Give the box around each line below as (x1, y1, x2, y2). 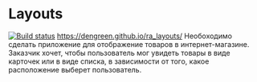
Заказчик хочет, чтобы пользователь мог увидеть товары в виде (8, 48, 230, 57)
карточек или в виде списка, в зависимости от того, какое (8, 57, 210, 66)
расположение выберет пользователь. (8, 64, 142, 74)
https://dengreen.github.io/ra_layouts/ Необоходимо (56, 31, 233, 41)
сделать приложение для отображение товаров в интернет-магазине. (8, 39, 250, 49)
